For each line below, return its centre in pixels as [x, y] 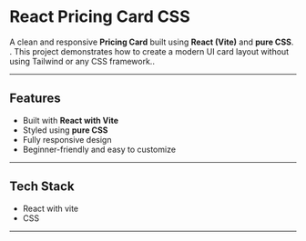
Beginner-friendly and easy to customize [99, 149]
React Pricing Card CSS [100, 17]
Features [35, 99]
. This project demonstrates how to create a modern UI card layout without [149, 51]
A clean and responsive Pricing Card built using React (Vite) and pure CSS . [152, 42]
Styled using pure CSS [65, 130]
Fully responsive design [67, 139]
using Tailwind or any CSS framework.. [82, 61]
